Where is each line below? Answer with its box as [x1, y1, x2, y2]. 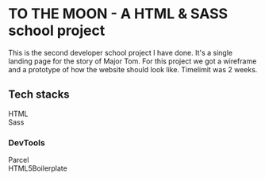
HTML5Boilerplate [8, 164, 67, 173]
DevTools [8, 137, 45, 148]
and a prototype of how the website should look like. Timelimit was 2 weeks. [8, 64, 258, 74]
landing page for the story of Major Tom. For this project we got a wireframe [8, 56, 257, 66]
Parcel [8, 156, 29, 165]
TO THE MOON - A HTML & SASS [8, 5, 229, 23]
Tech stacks [8, 88, 70, 102]
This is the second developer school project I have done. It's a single [8, 48, 232, 57]
